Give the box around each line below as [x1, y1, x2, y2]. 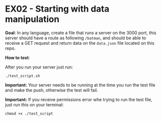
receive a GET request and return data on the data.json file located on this [5, 40, 155, 46]
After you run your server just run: [5, 64, 73, 70]
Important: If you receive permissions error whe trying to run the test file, [5, 96, 152, 103]
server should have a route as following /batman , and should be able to [5, 35, 146, 41]
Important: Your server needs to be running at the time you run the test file [5, 82, 156, 88]
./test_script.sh [5, 73, 40, 78]
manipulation [5, 14, 60, 25]
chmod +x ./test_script [5, 111, 54, 116]
